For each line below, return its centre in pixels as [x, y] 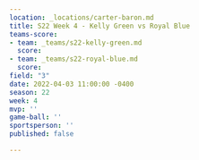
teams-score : [34, 34]
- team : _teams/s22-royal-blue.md [74, 59]
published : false [42, 134]
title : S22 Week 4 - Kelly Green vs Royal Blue [100, 26]
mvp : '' [24, 109]
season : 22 [30, 92]
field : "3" [30, 76]
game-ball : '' [36, 117]
